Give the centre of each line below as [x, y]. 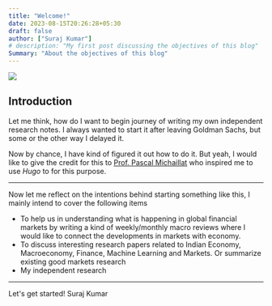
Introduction [40, 102]
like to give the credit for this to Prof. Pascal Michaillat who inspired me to [131, 162]
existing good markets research [73, 261]
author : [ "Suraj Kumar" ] [50, 38]
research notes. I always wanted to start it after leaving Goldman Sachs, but [135, 130]
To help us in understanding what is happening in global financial [128, 219]
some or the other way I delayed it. [66, 138]
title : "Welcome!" [39, 16]
